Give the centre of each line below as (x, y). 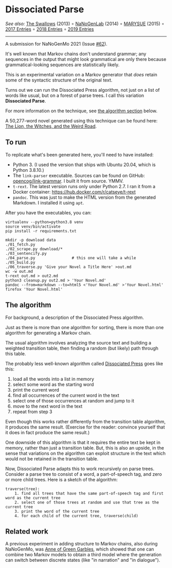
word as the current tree (33, 498)
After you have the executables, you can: (49, 212)
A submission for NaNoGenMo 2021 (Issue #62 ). (56, 44)
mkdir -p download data (31, 240)
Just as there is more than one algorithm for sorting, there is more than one (84, 327)
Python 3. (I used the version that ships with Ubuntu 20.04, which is (84, 165)
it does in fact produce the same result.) (48, 432)
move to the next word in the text (48, 406)
